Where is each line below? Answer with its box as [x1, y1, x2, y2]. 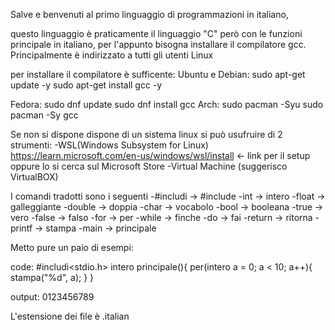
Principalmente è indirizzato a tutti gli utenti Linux [10, 49, 214, 61]
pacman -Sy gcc [10, 109, 79, 121]
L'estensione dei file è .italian [10, 310, 130, 322]
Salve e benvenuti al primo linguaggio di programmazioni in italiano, [10, 9, 289, 20]
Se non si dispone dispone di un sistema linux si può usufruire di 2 [10, 129, 283, 140]
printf [10, 222, 33, 234]
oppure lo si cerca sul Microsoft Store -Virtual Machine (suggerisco [10, 160, 288, 172]
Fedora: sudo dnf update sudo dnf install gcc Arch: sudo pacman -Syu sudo [10, 99, 324, 110]
